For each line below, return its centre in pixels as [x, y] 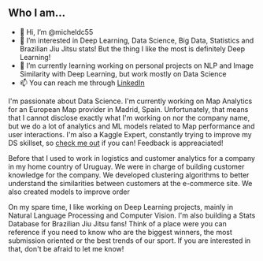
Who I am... [37, 13]
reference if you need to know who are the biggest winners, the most [120, 232]
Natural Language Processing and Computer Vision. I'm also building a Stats [132, 215]
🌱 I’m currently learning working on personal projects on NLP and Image [137, 65]
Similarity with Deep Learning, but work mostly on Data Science [123, 73]
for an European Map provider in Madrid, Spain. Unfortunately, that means [128, 109]
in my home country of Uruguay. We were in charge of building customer [126, 166]
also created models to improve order [69, 192]
